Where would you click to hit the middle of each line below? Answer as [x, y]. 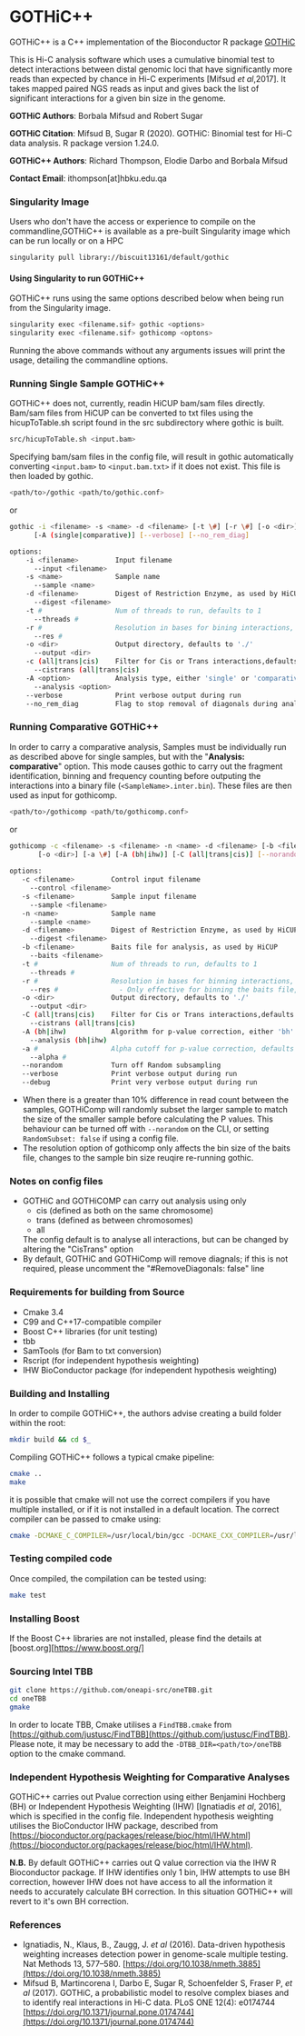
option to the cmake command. [68, 1753]
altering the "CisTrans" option [78, 1249]
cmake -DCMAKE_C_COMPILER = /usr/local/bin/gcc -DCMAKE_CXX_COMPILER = [142, 1535]
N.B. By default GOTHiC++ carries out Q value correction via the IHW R [143, 1863]
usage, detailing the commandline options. [89, 360]
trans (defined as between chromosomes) [114, 1221]
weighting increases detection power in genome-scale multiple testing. [155, 1954]
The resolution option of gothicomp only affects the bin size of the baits [156, 1148]
